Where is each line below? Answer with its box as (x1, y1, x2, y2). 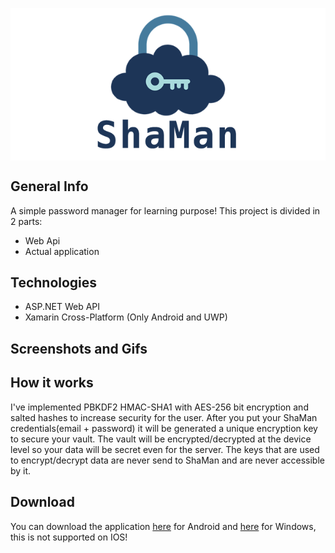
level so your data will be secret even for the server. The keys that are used (10, 443, 320, 455)
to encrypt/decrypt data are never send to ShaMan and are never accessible (10, 454, 325, 466)
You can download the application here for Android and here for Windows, (10, 520, 317, 532)
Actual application (24, 245, 100, 257)
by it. (10, 464, 32, 477)
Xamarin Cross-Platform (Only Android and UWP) (24, 311, 228, 323)
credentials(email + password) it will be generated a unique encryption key (10, 422, 318, 434)
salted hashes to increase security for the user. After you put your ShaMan (10, 411, 318, 423)
